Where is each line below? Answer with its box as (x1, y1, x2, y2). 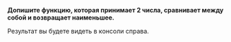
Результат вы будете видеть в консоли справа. (7, 27, 150, 35)
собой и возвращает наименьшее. (7, 13, 115, 22)
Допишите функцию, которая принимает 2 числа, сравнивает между (7, 6, 224, 14)
